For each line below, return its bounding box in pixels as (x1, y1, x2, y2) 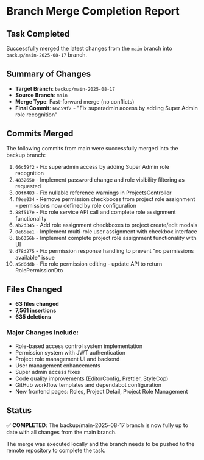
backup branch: (6, 151, 46, 158)
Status (6, 405, 32, 416)
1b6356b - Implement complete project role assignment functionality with (15, 234, 197, 241)
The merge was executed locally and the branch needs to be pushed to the (6, 440, 195, 447)
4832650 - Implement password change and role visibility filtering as (15, 175, 185, 183)
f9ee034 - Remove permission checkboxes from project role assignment (15, 195, 195, 202)
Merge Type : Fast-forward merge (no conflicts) (15, 97, 135, 105)
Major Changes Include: (6, 328, 79, 337)
